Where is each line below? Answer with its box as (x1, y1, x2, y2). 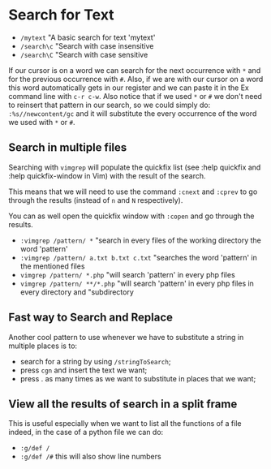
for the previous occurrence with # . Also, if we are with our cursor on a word (8, 74, 264, 84)
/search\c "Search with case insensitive (19, 41, 154, 50)
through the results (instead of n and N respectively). (8, 195, 183, 204)
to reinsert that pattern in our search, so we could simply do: (8, 100, 211, 110)
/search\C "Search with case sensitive (19, 49, 148, 59)
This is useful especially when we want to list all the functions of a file (8, 419, 242, 428)
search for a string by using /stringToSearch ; (19, 356, 171, 366)
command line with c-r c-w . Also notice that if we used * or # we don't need (8, 91, 262, 101)
